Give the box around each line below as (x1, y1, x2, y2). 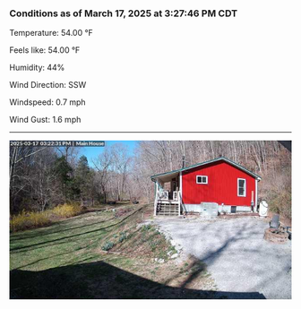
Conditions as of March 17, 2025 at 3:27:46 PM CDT (9, 7, 238, 20)
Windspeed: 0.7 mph (9, 97, 87, 107)
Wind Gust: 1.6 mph (9, 115, 82, 125)
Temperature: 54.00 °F (9, 28, 94, 39)
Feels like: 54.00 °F (9, 45, 81, 56)
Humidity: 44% (9, 62, 65, 73)
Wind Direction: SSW (9, 80, 87, 90)
